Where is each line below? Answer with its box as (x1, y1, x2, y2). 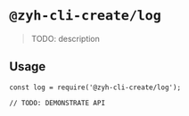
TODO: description (30, 33, 101, 44)
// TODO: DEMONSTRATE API (9, 98, 105, 107)
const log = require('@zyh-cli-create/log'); (9, 83, 181, 92)
